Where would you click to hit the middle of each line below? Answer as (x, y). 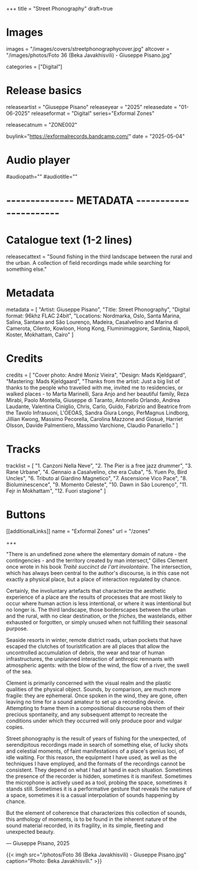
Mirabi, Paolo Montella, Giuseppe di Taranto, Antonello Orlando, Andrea (93, 400)
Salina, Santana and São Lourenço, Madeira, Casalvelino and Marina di (92, 322)
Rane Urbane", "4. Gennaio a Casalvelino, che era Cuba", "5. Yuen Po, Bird (97, 472)
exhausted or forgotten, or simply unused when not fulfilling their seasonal (97, 622)
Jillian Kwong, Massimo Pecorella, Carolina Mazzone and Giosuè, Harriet (95, 419)
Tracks (23, 449)
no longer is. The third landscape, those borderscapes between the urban (96, 609)
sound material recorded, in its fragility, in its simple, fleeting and (85, 825)
